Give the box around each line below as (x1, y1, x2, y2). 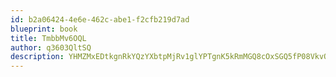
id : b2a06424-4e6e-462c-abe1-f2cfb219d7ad (10, 14, 190, 25)
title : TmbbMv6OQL (10, 33, 87, 43)
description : (10, 52, 65, 62)
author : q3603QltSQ (10, 42, 92, 53)
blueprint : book (10, 24, 78, 34)
